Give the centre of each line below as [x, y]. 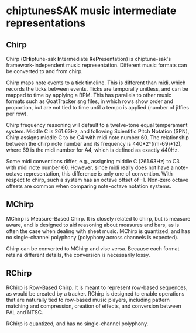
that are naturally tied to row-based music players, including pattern [88, 300]
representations [46, 23]
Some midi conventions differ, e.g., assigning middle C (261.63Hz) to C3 [93, 161]
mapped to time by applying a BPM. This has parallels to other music [89, 95]
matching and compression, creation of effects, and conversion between [94, 306]
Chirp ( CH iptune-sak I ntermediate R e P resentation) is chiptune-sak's [89, 59]
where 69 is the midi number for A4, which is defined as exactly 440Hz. [93, 150]
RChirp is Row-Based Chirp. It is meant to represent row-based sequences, [97, 287]
